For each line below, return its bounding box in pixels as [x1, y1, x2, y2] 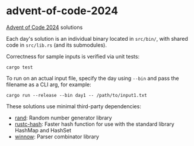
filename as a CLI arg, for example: [6, 81, 92, 88]
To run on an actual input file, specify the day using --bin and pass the [6, 74, 179, 82]
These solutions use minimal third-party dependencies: [6, 102, 141, 110]
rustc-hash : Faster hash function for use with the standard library [14, 120, 175, 128]
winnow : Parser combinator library [14, 133, 100, 140]
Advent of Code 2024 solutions [6, 24, 83, 31]
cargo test [6, 64, 33, 70]
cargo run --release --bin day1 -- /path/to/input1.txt [6, 92, 147, 98]
